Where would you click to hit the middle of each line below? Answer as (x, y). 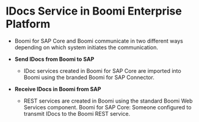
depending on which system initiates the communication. (86, 47)
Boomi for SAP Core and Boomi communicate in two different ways (99, 41)
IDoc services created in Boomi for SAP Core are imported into (102, 70)
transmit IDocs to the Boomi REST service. (77, 114)
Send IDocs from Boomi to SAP (54, 59)
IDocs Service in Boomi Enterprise (94, 11)
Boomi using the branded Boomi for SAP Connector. (89, 77)
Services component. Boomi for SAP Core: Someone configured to (107, 107)
